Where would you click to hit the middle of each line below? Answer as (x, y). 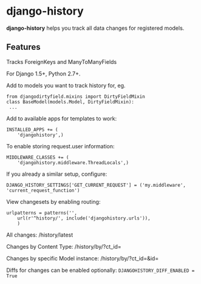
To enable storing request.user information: (60, 146)
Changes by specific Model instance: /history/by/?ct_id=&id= (83, 258)
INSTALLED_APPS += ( (32, 130)
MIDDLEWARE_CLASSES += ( (38, 157)
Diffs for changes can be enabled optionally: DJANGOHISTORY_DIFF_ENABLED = (101, 270)
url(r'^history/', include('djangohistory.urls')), (84, 218)
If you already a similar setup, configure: (57, 174)
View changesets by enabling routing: (53, 201)
